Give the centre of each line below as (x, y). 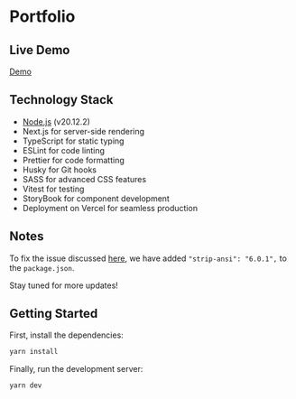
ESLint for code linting (64, 150)
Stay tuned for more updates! (64, 285)
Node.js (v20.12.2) (56, 121)
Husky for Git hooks (60, 170)
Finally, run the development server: (76, 369)
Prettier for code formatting (73, 160)
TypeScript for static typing (73, 141)
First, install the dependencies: (66, 335)
